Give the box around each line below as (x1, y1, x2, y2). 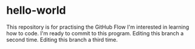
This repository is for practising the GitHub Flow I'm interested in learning (6, 23, 190, 30)
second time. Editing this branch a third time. (6, 36, 118, 43)
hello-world (6, 4, 67, 17)
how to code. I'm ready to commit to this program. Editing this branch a (6, 29, 184, 36)
